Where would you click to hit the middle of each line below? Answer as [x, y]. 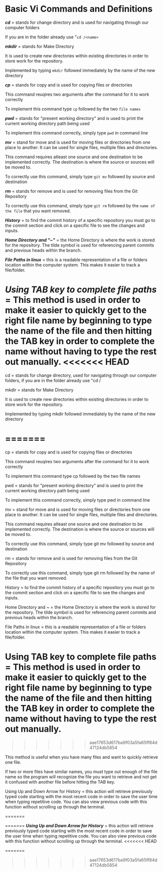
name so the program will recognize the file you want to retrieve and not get [81, 777]
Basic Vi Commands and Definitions [79, 9]
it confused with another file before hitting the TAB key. [60, 782]
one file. [13, 762]
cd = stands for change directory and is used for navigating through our [77, 22]
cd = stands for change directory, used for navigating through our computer [81, 375]
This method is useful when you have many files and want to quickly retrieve [81, 757]
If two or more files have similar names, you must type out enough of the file [81, 771]
